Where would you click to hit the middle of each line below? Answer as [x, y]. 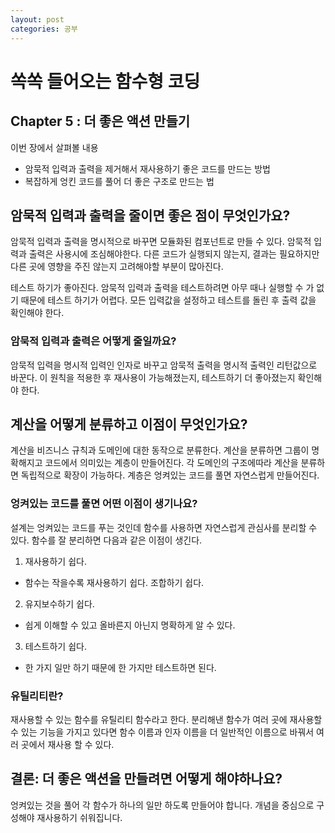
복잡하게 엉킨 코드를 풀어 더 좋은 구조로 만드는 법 [119, 181]
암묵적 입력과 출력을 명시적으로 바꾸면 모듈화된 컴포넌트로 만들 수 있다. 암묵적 [161, 242]
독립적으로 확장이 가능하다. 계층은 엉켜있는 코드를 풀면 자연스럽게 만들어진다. [170, 475]
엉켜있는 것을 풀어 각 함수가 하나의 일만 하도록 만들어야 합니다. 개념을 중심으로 [162, 805]
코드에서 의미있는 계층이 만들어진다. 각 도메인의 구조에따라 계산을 [171, 463]
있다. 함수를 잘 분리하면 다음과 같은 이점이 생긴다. [106, 540]
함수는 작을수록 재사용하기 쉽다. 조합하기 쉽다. [114, 582]
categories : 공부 [44, 29]
